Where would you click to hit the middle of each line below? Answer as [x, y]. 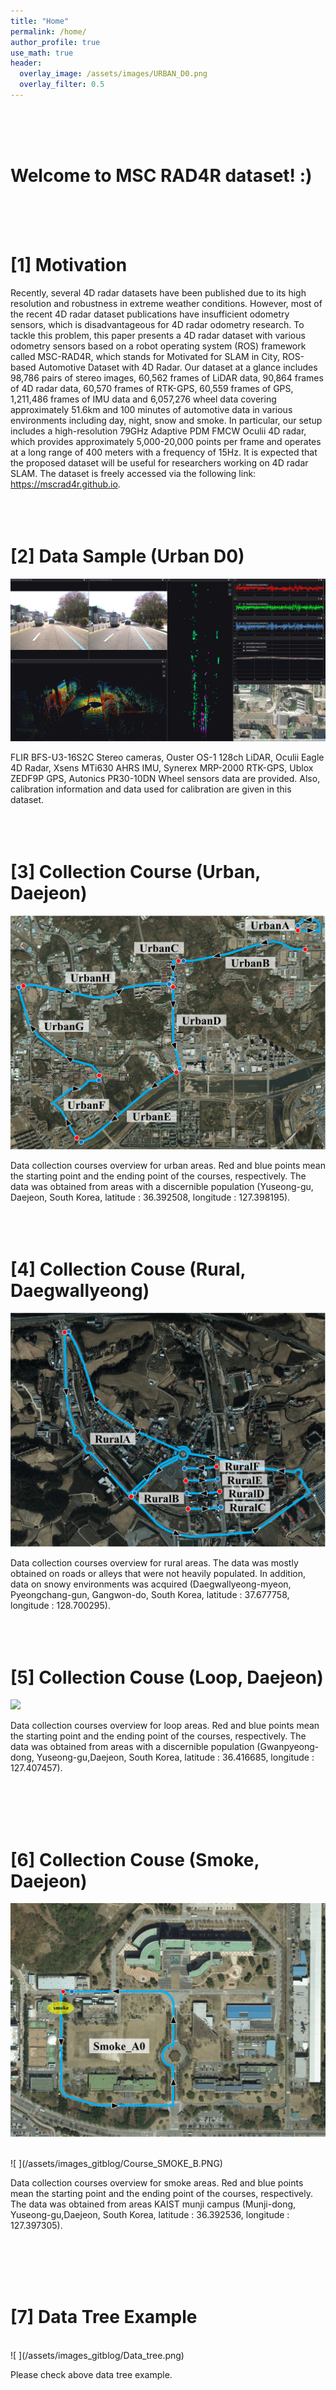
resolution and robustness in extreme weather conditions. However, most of [166, 303]
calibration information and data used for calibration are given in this [151, 789]
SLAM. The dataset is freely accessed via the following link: [133, 473]
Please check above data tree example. [91, 2374]
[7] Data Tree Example [104, 2317]
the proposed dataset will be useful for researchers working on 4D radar [159, 462]
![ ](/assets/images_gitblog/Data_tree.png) [97, 2355]
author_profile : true [55, 42]
